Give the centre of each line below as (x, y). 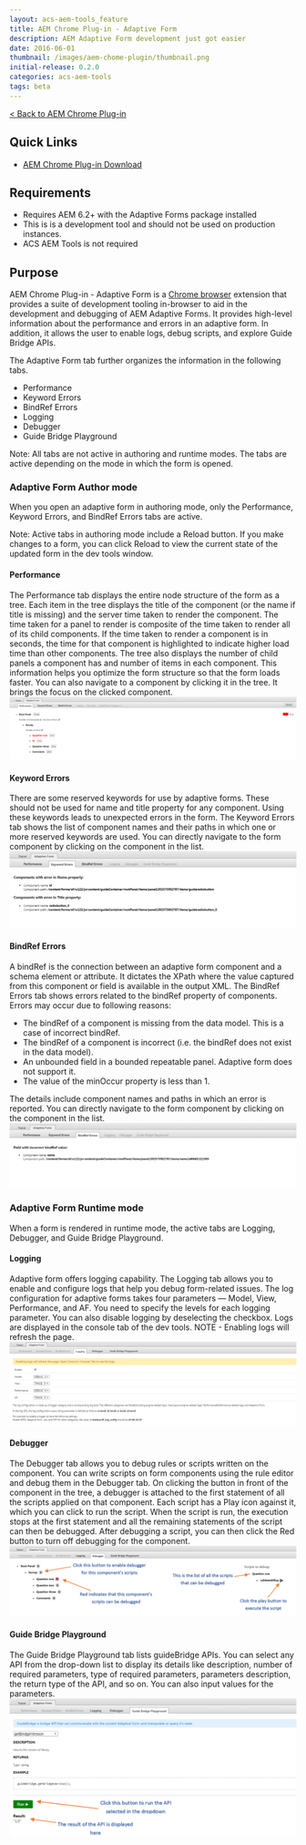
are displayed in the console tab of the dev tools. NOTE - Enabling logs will (149, 1327)
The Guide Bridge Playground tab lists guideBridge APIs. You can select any (152, 1655)
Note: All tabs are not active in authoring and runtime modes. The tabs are (148, 454)
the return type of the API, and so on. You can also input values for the (142, 1684)
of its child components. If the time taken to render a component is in (139, 634)
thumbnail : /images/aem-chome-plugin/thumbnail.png (109, 58)
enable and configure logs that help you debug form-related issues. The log (152, 1288)
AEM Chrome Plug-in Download (82, 164)
